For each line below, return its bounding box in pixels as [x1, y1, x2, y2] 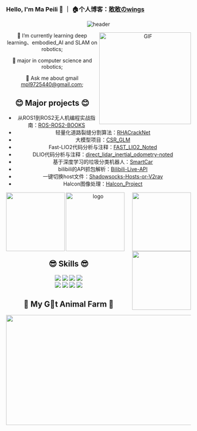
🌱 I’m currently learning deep [17, 32, 87, 39]
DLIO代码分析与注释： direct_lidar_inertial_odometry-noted [32, 151, 174, 158]
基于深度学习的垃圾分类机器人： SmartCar [52, 159, 154, 166]
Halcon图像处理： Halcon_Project [63, 180, 142, 187]
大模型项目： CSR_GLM [75, 136, 131, 143]
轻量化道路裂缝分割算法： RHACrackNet [55, 129, 151, 136]
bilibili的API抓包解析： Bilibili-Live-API [58, 166, 148, 173]
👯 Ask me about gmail [25, 75, 79, 82]
